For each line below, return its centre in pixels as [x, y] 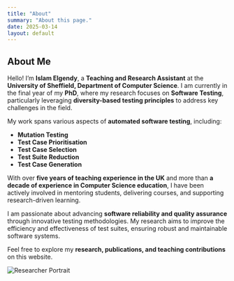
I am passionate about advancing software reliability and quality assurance [117, 214]
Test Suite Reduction [48, 157]
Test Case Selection [47, 150]
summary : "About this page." [50, 20]
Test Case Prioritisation [52, 142]
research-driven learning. [44, 200]
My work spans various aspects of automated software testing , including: [115, 121]
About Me [29, 61]
